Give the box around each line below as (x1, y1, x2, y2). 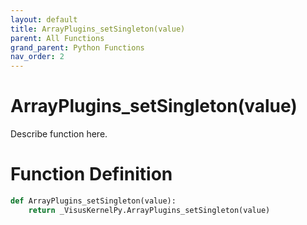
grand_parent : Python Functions (10, 42, 145, 53)
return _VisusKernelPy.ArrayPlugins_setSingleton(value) (28, 205, 271, 215)
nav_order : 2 (10, 52, 65, 62)
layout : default (10, 14, 78, 25)
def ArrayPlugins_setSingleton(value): (10, 196, 177, 206)
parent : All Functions (10, 33, 105, 43)
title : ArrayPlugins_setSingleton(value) (10, 24, 186, 34)
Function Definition (10, 163, 173, 186)
